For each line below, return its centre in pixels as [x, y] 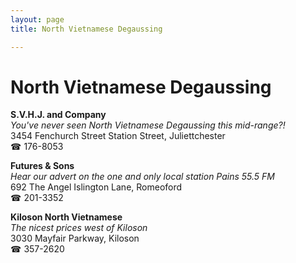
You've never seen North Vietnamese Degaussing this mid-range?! [148, 125]
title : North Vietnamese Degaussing [86, 29]
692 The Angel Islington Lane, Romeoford [96, 187]
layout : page [37, 19]
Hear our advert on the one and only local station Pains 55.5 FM [142, 177]
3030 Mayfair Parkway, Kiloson [75, 238]
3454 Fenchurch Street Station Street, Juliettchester [118, 136]
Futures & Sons [42, 166]
